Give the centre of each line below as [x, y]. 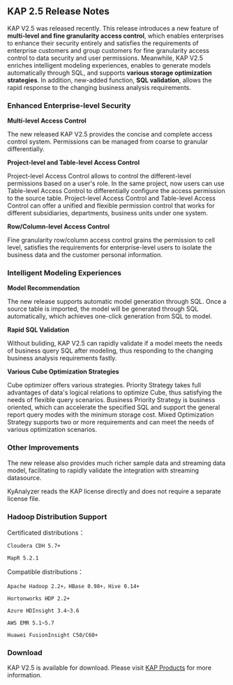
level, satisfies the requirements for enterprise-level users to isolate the [110, 247]
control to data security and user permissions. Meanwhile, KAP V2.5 [105, 58]
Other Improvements [43, 447]
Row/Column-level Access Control [59, 226]
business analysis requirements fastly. [62, 358]
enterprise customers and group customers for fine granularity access [108, 50]
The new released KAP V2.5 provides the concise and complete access [110, 134]
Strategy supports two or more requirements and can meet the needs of [111, 422]
